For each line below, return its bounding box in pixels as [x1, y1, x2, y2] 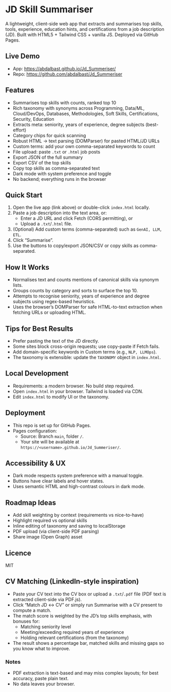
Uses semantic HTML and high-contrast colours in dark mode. [12, 483, 145, 490]
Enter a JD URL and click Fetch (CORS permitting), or [20, 215, 133, 221]
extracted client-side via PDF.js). [12, 596, 82, 602]
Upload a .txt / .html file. [20, 221, 73, 227]
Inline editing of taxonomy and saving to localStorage [12, 523, 126, 529]
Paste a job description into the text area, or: [12, 210, 107, 216]
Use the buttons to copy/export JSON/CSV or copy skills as [12, 242, 139, 249]
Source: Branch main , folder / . [20, 433, 84, 439]
